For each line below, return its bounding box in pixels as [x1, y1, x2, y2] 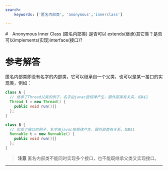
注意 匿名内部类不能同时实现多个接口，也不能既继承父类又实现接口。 [17, 155, 159, 161]
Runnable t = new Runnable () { [9, 131, 75, 136]
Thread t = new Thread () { [9, 99, 66, 104]
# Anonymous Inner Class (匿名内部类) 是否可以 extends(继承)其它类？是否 [5, 30, 162, 36]
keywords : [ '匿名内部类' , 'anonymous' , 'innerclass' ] [14, 12, 122, 17]
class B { [5, 122, 26, 127]
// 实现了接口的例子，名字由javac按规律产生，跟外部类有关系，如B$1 [9, 127, 135, 132]
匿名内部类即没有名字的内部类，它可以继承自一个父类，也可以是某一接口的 [5, 73, 158, 80]
